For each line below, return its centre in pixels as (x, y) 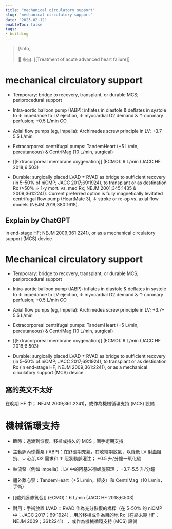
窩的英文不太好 (29, 390)
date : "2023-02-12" (26, 20)
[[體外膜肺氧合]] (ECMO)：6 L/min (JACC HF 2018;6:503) (73, 498)
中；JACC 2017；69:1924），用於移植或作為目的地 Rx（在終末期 (80, 515)
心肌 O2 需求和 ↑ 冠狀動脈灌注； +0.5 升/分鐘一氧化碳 (84, 459)
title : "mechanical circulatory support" (50, 10)
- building (17, 34)
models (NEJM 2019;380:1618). (46, 204)
